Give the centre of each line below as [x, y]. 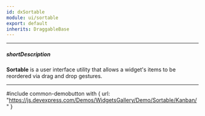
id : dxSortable [26, 12]
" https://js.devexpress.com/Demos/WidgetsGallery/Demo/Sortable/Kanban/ [102, 100]
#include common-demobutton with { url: [58, 94]
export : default [27, 23]
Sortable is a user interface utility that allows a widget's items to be [91, 70]
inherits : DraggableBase [38, 29]
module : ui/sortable [33, 18]
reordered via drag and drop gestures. [54, 76]
